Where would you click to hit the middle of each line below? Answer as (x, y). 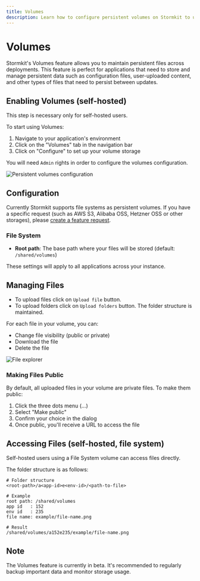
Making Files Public (35, 375)
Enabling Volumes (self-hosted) (66, 101)
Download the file (36, 342)
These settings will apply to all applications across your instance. (86, 267)
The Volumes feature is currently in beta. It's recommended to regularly (94, 565)
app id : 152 (25, 507)
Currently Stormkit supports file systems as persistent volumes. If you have (98, 208)
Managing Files (35, 285)
